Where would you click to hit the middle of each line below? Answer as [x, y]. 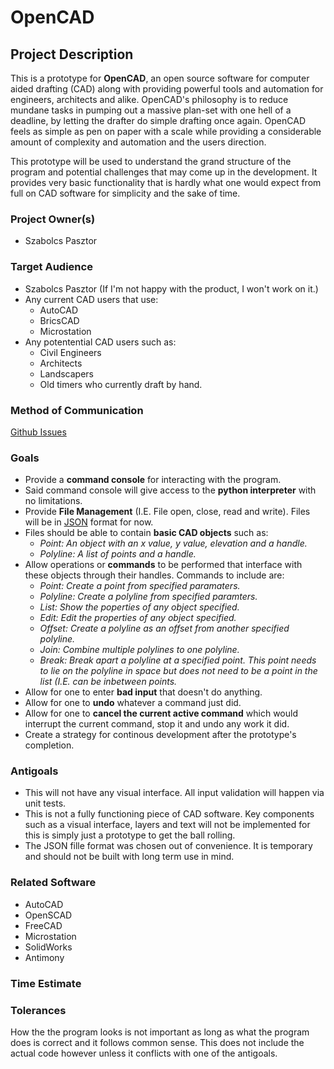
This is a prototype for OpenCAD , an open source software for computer [160, 78]
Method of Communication [77, 410]
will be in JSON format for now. [89, 522]
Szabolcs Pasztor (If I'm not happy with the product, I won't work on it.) [171, 288]
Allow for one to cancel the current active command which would [161, 713]
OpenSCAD [48, 915]
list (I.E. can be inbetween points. [108, 682]
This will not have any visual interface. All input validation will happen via [174, 793]
